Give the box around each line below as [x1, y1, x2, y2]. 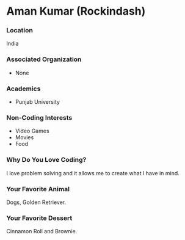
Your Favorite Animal [6, 184, 70, 193]
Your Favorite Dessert [6, 214, 73, 222]
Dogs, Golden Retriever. [6, 198, 67, 206]
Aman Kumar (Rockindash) [6, 4, 146, 18]
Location [6, 26, 34, 35]
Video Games [15, 127, 50, 135]
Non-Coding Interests [6, 114, 73, 122]
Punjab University [15, 98, 60, 106]
